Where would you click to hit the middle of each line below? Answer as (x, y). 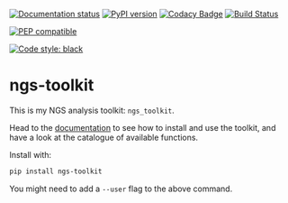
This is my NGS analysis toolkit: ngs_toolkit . (92, 110)
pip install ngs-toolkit (56, 171)
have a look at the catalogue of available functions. (104, 137)
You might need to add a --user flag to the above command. (121, 189)
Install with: (31, 154)
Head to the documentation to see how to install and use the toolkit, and (143, 127)
